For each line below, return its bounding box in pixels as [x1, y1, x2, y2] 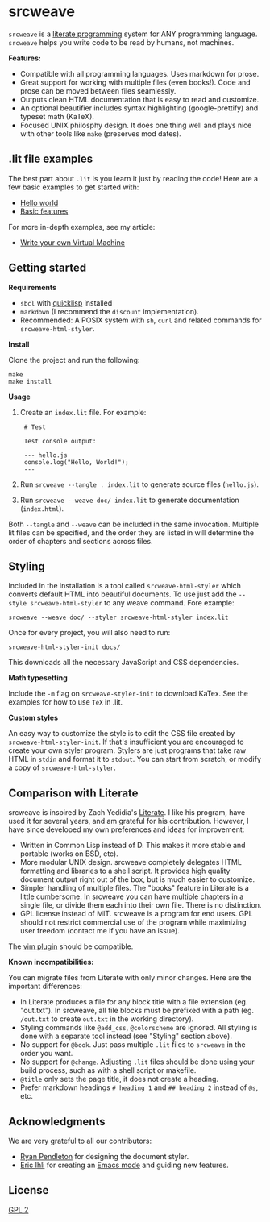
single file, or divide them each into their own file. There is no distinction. [19, 900, 262, 910]
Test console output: [23, 437, 97, 445]
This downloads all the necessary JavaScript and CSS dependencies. [8, 658, 239, 667]
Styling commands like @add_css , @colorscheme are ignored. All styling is [19, 1023, 258, 1033]
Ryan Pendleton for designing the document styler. [19, 1152, 189, 1161]
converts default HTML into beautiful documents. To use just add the [8, 589, 237, 599]
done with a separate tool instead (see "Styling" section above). [19, 1031, 232, 1041]
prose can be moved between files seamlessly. [19, 85, 177, 95]
